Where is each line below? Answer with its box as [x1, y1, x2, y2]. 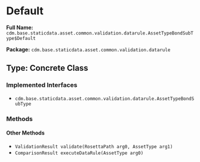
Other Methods [6, 129, 45, 136]
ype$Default [6, 35, 36, 41]
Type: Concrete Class [6, 63, 88, 73]
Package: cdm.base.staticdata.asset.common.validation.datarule [6, 46, 171, 53]
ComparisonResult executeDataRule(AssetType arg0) [14, 150, 144, 156]
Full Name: [6, 24, 33, 31]
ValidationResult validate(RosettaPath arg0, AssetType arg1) [14, 144, 173, 149]
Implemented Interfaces [6, 81, 78, 89]
